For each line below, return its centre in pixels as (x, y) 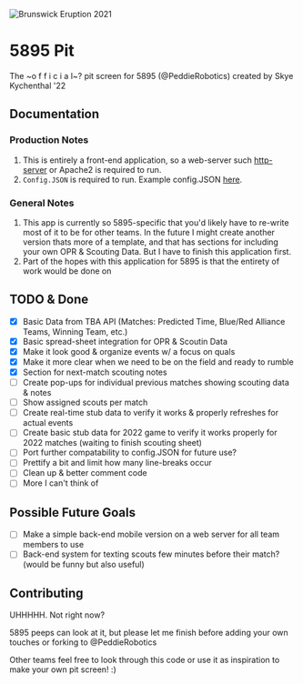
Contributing (46, 593)
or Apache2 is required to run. (105, 169)
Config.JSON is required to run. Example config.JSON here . (132, 179)
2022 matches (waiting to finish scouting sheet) (112, 443)
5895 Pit (42, 51)
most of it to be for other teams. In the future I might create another (149, 232)
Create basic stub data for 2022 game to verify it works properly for (150, 433)
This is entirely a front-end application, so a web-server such (137, 160)
